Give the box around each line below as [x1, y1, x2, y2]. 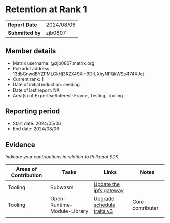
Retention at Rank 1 [5, 4, 87, 15]
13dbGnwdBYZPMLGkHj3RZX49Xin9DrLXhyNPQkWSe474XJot [12, 71, 144, 77]
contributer [132, 205, 159, 212]
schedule [93, 201, 115, 208]
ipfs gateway [93, 187, 124, 194]
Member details [5, 47, 56, 55]
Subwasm [50, 184, 74, 191]
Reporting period [5, 107, 60, 116]
